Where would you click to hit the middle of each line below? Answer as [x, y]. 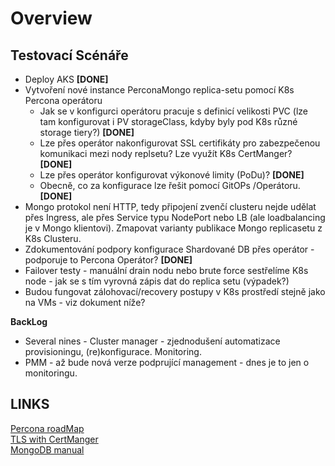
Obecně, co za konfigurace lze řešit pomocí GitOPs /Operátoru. [170, 185]
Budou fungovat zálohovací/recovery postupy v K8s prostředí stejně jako [175, 291]
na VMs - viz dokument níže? [85, 302]
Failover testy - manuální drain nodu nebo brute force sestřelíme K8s [166, 270]
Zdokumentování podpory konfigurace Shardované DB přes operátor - [169, 249]
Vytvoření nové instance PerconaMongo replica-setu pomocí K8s [159, 90]
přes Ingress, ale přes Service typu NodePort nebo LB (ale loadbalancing [175, 217]
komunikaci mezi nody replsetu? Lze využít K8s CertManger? [166, 153]
